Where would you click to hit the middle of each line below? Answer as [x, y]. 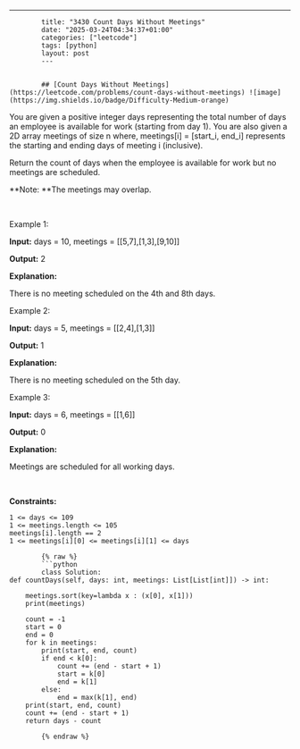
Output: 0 [28, 432]
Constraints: [33, 501]
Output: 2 [28, 259]
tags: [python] [70, 46]
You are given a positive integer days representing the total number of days [148, 117]
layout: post [66, 54]
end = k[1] [77, 682]
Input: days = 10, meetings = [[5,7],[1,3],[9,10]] [95, 241]
